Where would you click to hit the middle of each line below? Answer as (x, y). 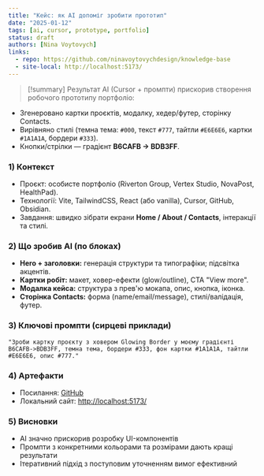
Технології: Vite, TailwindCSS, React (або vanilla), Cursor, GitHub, (127, 201)
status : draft (32, 37)
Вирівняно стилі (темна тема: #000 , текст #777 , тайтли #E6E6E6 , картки (136, 129)
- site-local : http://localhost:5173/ (79, 67)
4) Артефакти (36, 375)
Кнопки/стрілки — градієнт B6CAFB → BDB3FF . (99, 146)
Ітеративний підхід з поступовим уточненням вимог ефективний (128, 464)
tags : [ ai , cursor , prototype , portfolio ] (79, 30)
